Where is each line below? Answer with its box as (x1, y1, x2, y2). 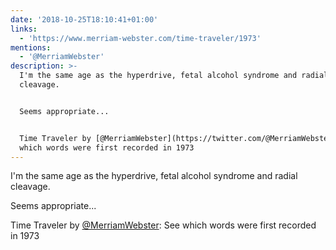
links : (10, 24, 38, 34)
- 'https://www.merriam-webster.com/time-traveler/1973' (19, 33, 262, 43)
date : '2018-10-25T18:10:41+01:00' (10, 14, 159, 25)
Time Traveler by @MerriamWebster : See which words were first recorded (10, 219, 317, 231)
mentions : (10, 42, 52, 53)
